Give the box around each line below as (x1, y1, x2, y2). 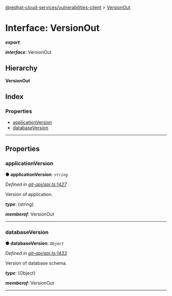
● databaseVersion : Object (5, 240, 64, 246)
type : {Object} (5, 270, 36, 276)
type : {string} (5, 201, 34, 207)
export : (5, 39, 21, 45)
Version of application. (5, 192, 53, 198)
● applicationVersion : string (5, 172, 68, 178)
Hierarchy (5, 64, 38, 73)
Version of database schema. (5, 260, 68, 266)
